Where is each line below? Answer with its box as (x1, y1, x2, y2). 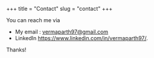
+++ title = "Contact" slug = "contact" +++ (6, 5, 113, 12)
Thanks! (6, 46, 27, 53)
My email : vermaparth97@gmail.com (14, 28, 109, 35)
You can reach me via (6, 17, 60, 23)
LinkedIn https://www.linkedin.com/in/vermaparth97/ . (14, 35, 148, 41)
